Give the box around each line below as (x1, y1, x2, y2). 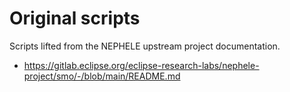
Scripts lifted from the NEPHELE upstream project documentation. (9, 40, 281, 52)
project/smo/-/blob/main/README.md (23, 70, 181, 82)
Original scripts (9, 7, 141, 30)
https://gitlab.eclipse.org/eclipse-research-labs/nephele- (23, 59, 260, 71)
